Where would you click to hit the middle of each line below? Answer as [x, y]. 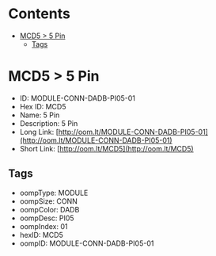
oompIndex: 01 [44, 226]
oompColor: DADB [49, 209]
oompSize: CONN [48, 201]
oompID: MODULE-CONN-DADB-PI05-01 [87, 243]
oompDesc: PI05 [47, 218]
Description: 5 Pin [49, 123]
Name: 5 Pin [40, 115]
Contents [40, 14]
